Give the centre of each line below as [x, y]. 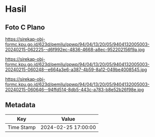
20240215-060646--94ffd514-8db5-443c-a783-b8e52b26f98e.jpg [75, 89]
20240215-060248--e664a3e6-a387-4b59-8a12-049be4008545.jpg [76, 69]
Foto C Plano [25, 27]
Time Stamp [22, 127]
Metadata [20, 105]
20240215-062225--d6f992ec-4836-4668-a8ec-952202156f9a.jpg [75, 50]
